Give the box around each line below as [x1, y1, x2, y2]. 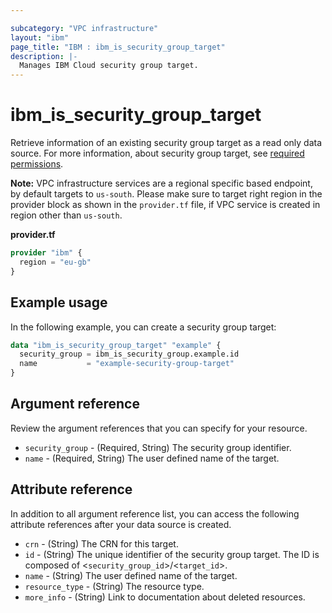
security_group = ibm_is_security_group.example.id [19, 349, 240, 360]
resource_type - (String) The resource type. [24, 580, 205, 592]
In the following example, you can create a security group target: [10, 321, 277, 333]
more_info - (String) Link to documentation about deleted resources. [24, 591, 306, 603]
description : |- [10, 51, 78, 61]
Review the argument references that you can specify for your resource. [10, 422, 308, 434]
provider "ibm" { [10, 248, 83, 258]
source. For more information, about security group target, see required [10, 147, 305, 160]
